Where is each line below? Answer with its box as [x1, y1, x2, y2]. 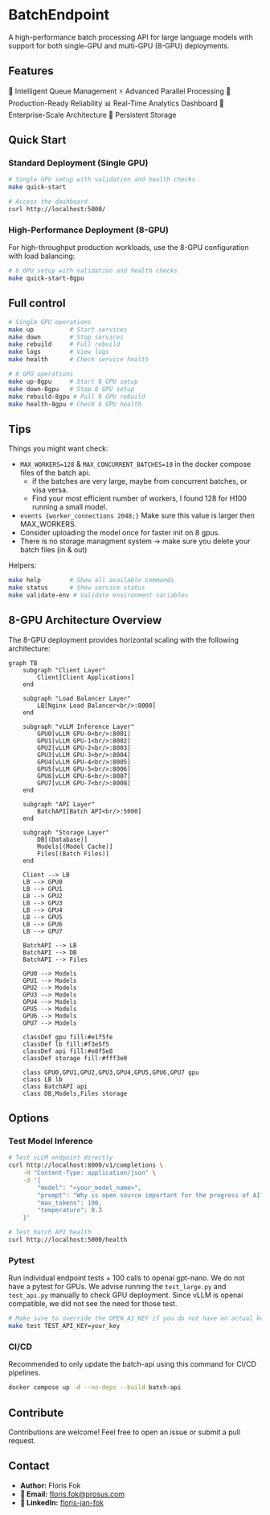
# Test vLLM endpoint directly [8, 1154, 113, 1162]
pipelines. [8, 1368, 41, 1378]
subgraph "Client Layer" [22, 666, 106, 674]
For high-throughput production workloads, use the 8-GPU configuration [8, 243, 249, 252]
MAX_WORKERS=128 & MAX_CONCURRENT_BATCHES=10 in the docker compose [19, 460, 252, 469]
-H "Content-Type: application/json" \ [22, 1169, 157, 1177]
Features [8, 65, 54, 78]
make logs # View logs [8, 348, 110, 356]
